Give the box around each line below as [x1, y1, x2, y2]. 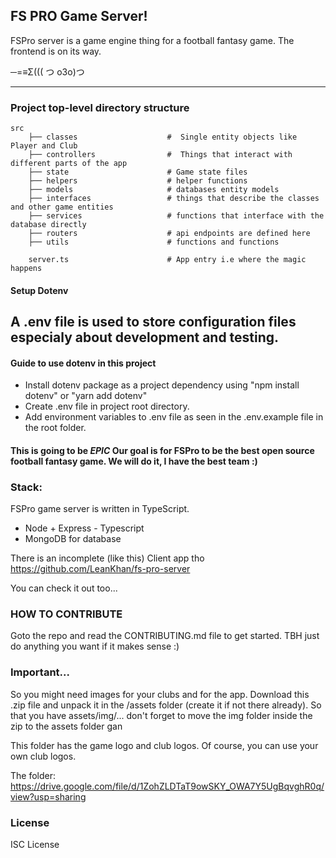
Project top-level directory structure [10, 100, 190, 114]
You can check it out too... [10, 582, 118, 594]
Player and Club [10, 141, 78, 151]
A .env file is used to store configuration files [10, 314, 297, 331]
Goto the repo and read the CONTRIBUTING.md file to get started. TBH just [10, 630, 320, 642]
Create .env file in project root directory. [24, 400, 190, 413]
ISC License [10, 839, 60, 851]
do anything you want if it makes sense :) [10, 640, 180, 653]
